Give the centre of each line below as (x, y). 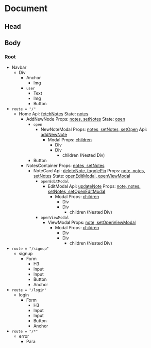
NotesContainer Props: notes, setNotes (65, 165)
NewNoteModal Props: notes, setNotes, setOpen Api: (94, 129)
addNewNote (54, 135)
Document (26, 9)
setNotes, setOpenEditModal (76, 192)
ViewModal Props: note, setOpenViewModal (92, 222)
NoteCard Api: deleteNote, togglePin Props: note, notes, (89, 171)
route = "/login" (29, 290)
